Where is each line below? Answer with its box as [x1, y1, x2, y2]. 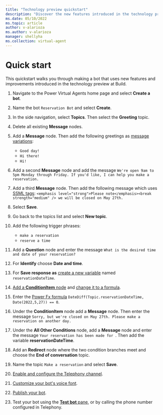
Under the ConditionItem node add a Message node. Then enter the [12, 308, 150, 314]
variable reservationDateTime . [12, 337, 74, 343]
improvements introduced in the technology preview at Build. [5, 81, 127, 86]
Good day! [19, 149, 40, 153]
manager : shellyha [5, 34, 43, 39]
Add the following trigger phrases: [12, 223, 81, 229]
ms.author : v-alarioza [5, 30, 51, 34]
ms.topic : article [5, 20, 43, 26]
